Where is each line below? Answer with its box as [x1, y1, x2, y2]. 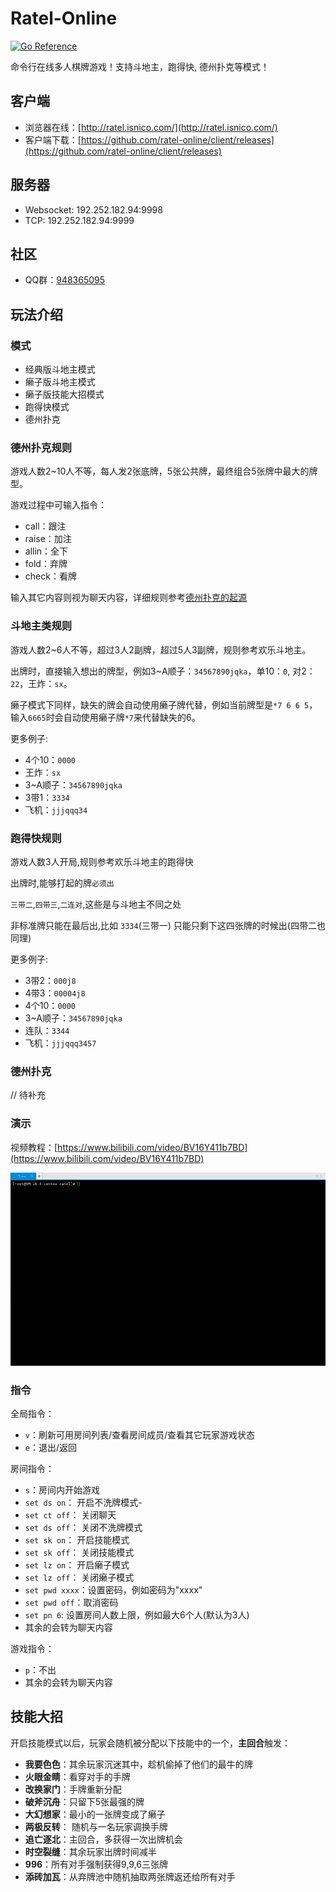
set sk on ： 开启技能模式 [24, 1533, 130, 1546]
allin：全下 [24, 545, 69, 557]
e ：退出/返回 [24, 1441, 78, 1453]
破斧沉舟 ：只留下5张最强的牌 [24, 1795, 145, 1807]
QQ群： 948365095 [24, 274, 106, 286]
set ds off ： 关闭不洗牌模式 [24, 1521, 143, 1533]
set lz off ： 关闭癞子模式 [24, 1571, 135, 1583]
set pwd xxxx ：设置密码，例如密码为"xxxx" [24, 1583, 203, 1596]
